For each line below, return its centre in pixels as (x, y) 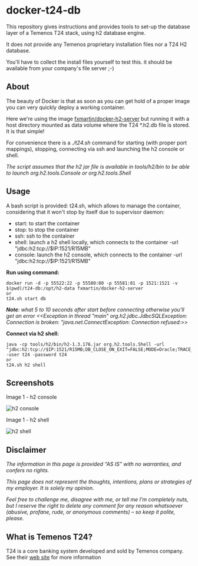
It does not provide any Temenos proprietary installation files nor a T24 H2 (97, 44)
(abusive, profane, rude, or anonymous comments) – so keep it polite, (91, 512)
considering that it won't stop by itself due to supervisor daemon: (85, 212)
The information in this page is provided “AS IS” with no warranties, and (94, 464)
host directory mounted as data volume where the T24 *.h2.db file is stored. (98, 125)
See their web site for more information (54, 557)
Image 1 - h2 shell (27, 420)
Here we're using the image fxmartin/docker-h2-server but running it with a (98, 119)
